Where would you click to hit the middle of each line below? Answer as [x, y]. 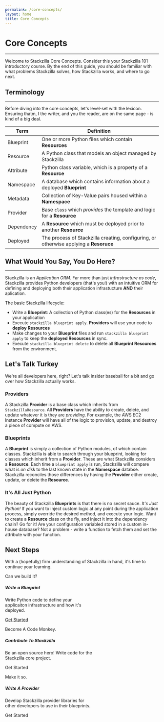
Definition [99, 131]
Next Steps [22, 550]
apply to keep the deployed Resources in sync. [60, 338]
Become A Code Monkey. [31, 629]
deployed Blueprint [64, 188]
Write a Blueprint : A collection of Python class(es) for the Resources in [84, 312]
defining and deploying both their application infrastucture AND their [74, 288]
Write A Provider [22, 688]
